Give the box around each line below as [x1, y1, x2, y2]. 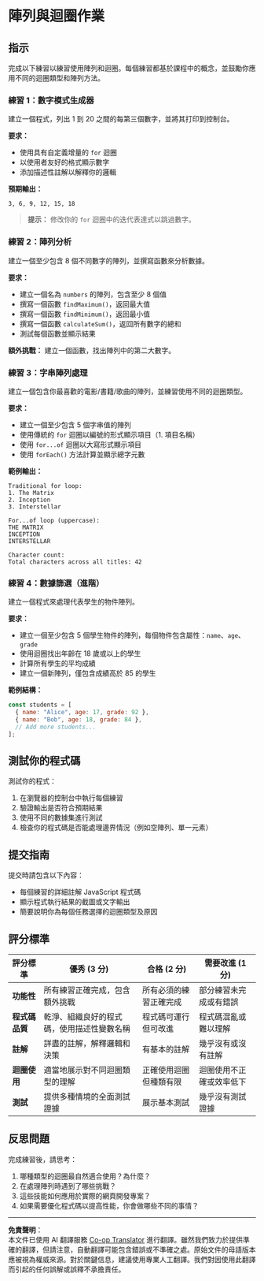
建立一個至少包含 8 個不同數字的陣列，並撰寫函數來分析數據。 [8, 255, 210, 265]
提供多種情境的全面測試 [43, 1091, 131, 1102]
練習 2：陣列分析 [8, 236, 72, 248]
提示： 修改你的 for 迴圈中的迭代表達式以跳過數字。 [27, 214, 196, 225]
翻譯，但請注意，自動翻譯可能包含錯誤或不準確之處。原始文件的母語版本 [21, 1245, 256, 1254]
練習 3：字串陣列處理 [8, 367, 88, 378]
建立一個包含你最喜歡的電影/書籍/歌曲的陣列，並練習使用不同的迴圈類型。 [8, 386, 247, 396]
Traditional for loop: [8, 482, 82, 490]
